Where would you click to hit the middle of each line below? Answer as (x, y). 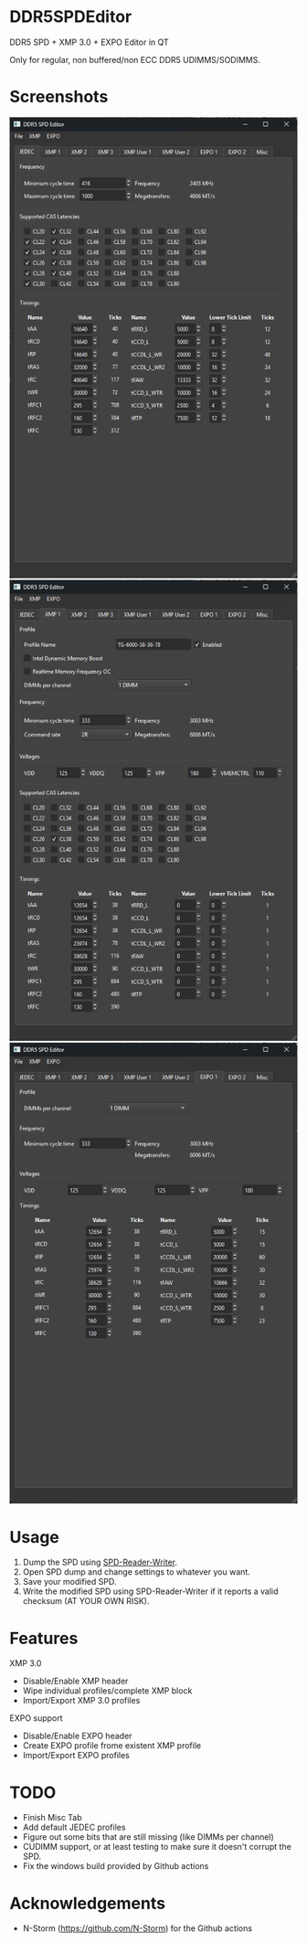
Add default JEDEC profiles (74, 1827)
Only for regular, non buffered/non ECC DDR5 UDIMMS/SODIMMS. (135, 59)
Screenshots (59, 97)
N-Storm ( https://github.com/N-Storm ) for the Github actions (138, 1928)
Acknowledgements (88, 1903)
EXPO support (36, 1718)
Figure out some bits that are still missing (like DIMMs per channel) (148, 1837)
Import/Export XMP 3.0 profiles (81, 1701)
